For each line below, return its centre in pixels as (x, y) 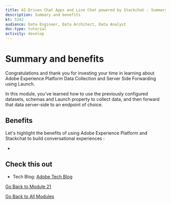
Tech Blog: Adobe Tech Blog (42, 176)
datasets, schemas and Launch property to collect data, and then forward (82, 99)
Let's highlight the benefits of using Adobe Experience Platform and (76, 133)
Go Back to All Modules (30, 196)
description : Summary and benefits (43, 15)
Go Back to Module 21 (28, 186)
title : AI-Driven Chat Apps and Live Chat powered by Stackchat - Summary (86, 10)
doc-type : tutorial (26, 29)
